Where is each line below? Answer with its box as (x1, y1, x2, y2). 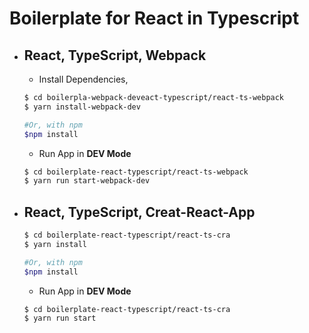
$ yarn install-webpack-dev (23, 102, 141, 112)
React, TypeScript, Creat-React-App (23, 203, 256, 221)
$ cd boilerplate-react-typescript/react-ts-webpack (23, 167, 249, 177)
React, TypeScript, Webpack (23, 47, 207, 64)
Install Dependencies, (38, 73, 129, 85)
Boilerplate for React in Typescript (9, 7, 300, 30)
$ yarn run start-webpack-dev (23, 176, 151, 186)
